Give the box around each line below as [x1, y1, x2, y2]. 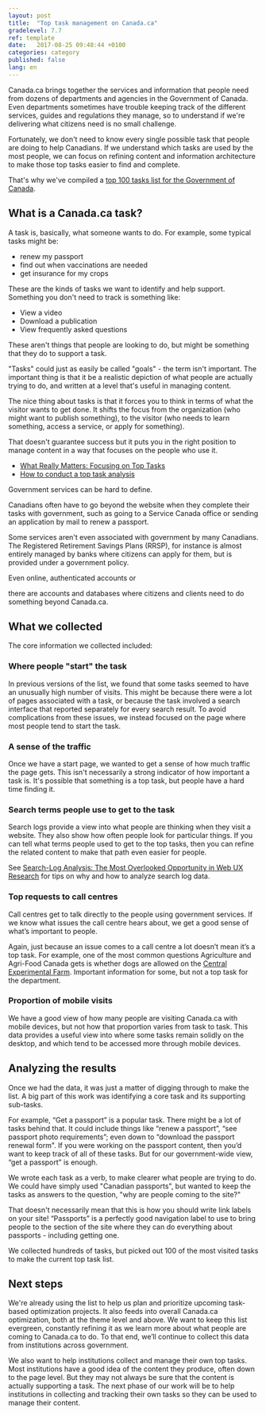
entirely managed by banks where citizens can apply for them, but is [8, 549, 233, 559]
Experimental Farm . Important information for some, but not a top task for [8, 967, 249, 976]
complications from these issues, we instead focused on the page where [8, 712, 246, 722]
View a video [19, 308, 63, 317]
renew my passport [19, 251, 83, 261]
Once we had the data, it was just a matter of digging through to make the [8, 1083, 249, 1092]
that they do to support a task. [8, 348, 107, 358]
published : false [8, 56, 66, 64]
